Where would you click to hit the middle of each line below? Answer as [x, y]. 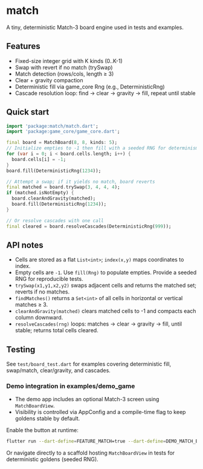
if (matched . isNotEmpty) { [40, 193]
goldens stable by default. [47, 419]
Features [23, 46]
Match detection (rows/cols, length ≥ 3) [64, 74]
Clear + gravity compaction [49, 80]
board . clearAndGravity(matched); [54, 198]
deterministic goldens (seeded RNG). [52, 459]
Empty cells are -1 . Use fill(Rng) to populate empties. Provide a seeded [106, 272]
